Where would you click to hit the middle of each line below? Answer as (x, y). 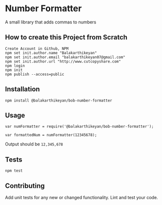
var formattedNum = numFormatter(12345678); (51, 135)
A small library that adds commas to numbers (51, 22)
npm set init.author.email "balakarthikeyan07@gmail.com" (65, 57)
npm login (15, 66)
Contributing (25, 186)
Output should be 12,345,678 (34, 144)
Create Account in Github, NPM (37, 49)
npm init (14, 70)
